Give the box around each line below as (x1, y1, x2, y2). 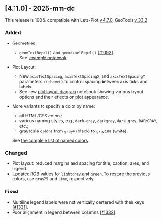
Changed (5, 150, 28, 157)
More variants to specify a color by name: (12, 103, 95, 109)
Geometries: (12, 40, 37, 46)
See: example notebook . (19, 55, 68, 60)
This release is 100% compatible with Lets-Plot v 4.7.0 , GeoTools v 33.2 (5, 17, 147, 23)
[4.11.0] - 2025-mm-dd (5, 4, 75, 13)
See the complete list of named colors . (12, 138, 89, 144)
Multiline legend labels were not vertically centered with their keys (12, 199, 144, 205)
